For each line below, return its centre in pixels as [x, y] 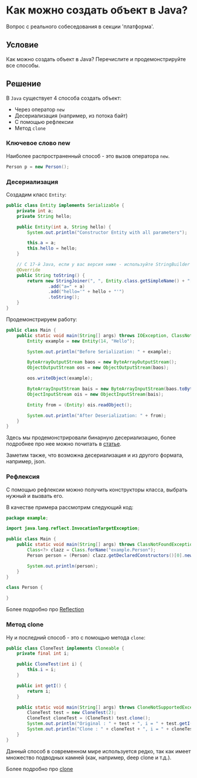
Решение [24, 84]
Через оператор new [40, 109]
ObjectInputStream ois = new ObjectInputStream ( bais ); [96, 394]
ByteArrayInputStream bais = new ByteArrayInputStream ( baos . [103, 389]
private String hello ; [44, 216]
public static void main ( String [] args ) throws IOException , [93, 335]
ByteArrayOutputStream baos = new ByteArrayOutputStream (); [102, 362]
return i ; [39, 691]
